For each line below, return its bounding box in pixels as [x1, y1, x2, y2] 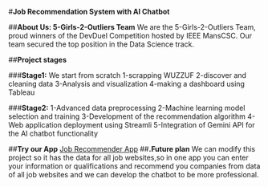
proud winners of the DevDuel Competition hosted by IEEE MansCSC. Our [8, 31, 253, 40]
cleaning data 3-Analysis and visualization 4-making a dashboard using [8, 79, 245, 88]
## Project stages [8, 55, 67, 64]
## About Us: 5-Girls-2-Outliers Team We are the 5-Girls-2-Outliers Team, [8, 22, 257, 31]
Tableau [8, 87, 35, 97]
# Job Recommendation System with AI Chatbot [8, 7, 170, 16]
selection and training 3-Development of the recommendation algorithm [8, 112, 246, 121]
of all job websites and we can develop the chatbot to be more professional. [8, 170, 259, 179]
